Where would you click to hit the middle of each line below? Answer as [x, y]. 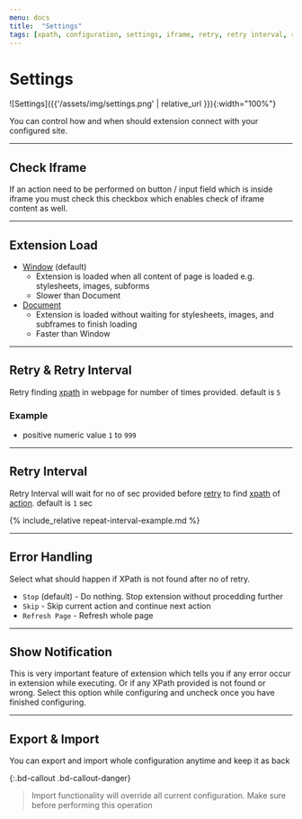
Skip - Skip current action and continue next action [116, 606]
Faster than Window [73, 333]
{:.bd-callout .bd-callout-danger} [71, 778]
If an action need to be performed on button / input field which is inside [141, 189]
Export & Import [54, 739]
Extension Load [54, 245]
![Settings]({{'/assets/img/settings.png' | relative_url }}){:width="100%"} [143, 103]
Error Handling [51, 558]
